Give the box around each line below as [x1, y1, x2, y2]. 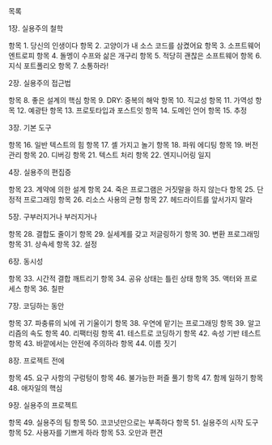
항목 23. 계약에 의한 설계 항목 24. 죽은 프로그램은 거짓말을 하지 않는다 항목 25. [8, 185, 256, 194]
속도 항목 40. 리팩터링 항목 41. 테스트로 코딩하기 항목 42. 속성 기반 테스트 [29, 328, 261, 338]
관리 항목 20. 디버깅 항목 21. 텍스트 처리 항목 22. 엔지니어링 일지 [8, 150, 211, 160]
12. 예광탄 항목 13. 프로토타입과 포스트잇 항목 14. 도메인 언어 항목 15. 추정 [16, 105, 248, 115]
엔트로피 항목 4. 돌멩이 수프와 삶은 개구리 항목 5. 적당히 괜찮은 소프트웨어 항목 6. [8, 51, 262, 60]
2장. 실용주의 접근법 [8, 79, 71, 88]
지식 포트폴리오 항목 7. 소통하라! [8, 61, 109, 71]
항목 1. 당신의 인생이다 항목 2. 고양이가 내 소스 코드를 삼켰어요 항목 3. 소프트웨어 [8, 41, 261, 50]
